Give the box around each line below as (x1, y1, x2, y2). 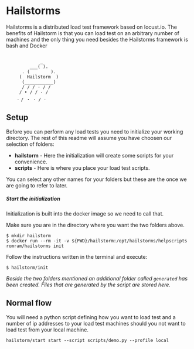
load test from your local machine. (6, 326, 89, 333)
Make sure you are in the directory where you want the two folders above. (6, 221, 185, 228)
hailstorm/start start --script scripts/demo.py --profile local (6, 337, 169, 343)
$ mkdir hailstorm (6, 232, 51, 238)
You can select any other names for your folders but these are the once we (6, 176, 187, 183)
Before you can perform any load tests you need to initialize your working (6, 128, 183, 135)
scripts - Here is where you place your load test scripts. (14, 164, 150, 171)
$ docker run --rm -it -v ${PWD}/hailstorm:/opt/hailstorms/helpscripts (6, 238, 188, 244)
